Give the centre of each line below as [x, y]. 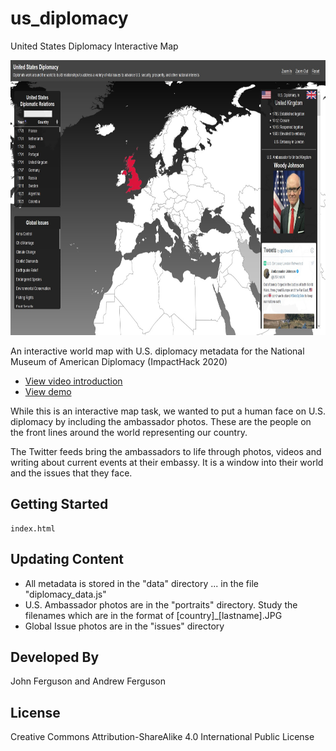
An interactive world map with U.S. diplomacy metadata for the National [157, 351]
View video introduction [73, 381]
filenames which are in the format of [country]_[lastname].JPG [153, 615]
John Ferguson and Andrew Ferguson [88, 681]
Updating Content [67, 559]
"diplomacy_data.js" [65, 594]
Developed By [55, 657]
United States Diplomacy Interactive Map [94, 46]
